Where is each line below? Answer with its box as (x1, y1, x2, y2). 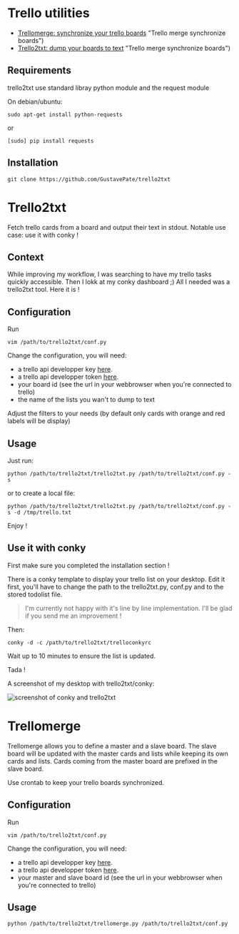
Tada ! (7, 665, 26, 674)
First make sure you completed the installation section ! (7, 561, 170, 569)
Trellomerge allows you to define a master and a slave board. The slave (7, 741, 217, 750)
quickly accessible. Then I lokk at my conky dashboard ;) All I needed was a (7, 278, 230, 286)
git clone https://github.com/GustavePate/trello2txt (7, 176, 171, 183)
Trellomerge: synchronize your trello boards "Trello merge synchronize (17, 29, 226, 37)
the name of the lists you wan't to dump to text (17, 395, 156, 404)
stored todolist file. (7, 590, 63, 599)
